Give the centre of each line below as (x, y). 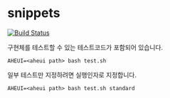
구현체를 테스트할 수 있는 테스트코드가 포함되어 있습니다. (85, 47)
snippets (34, 13)
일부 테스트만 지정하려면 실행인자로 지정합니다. (72, 75)
